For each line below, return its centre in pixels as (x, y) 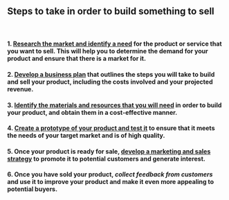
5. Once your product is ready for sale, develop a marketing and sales (109, 151)
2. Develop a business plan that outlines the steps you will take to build (111, 74)
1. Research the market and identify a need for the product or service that (115, 44)
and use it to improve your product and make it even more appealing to (111, 182)
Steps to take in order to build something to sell (111, 11)
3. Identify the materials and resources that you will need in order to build (114, 105)
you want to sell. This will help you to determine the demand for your (108, 51)
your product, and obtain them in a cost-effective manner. (92, 112)
